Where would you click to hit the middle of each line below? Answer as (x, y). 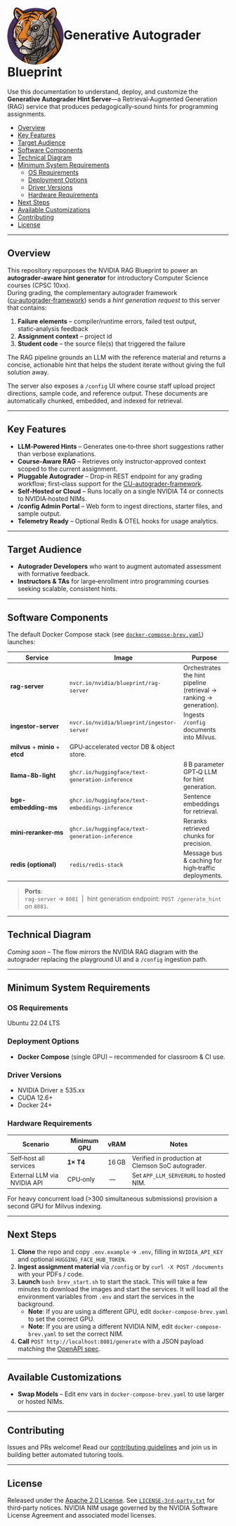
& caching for (203, 861)
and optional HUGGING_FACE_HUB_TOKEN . (72, 1259)
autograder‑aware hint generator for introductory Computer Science (108, 278)
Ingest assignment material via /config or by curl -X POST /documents (120, 1266)
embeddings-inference (101, 808)
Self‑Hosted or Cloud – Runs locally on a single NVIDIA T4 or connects (120, 491)
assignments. (27, 114)
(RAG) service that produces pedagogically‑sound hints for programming (113, 106)
